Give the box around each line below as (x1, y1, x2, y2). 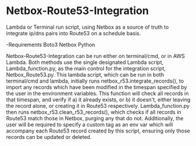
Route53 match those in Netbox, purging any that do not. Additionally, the (6, 114, 184, 121)
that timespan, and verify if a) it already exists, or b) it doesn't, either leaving (6, 96, 191, 103)
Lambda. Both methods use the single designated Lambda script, (6, 59, 164, 66)
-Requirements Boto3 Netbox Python (6, 41, 96, 48)
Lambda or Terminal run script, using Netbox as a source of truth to (6, 23, 169, 30)
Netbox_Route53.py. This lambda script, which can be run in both (6, 71, 164, 78)
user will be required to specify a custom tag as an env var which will (6, 121, 173, 128)
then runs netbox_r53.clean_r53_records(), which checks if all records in (6, 108, 182, 116)
